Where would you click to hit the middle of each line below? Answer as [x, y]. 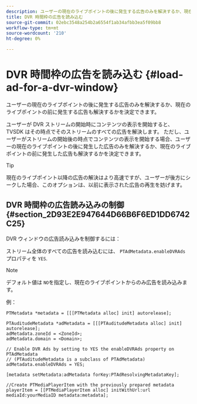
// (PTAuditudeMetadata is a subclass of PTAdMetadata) [76, 359]
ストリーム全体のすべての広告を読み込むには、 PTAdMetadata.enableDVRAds [96, 251]
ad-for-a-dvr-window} [62, 88]
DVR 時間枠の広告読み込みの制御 [65, 205]
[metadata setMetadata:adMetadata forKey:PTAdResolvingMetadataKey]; [93, 375]
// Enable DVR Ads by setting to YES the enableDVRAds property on [90, 349]
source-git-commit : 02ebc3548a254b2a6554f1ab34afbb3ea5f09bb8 [84, 22]
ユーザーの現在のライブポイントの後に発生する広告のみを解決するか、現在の [98, 104]
